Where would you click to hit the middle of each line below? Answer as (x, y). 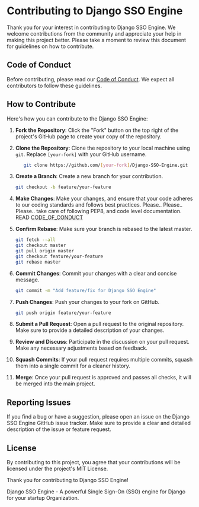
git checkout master (41, 245)
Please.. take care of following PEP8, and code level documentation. (99, 211)
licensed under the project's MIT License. (57, 469)
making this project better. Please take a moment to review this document (96, 40)
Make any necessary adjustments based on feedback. (81, 348)
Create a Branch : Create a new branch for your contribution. (89, 176)
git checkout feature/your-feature (59, 256)
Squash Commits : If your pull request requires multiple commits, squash (104, 360)
